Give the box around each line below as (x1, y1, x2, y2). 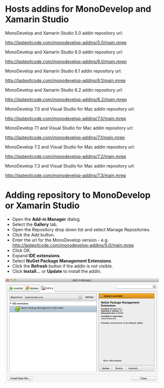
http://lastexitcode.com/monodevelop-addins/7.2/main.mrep (5, 153, 126, 159)
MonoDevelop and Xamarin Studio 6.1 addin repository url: (5, 68, 122, 74)
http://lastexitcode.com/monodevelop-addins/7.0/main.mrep (5, 115, 126, 121)
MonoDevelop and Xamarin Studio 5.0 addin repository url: (5, 30, 123, 36)
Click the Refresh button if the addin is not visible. (12, 263, 113, 269)
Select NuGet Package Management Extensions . (12, 258, 112, 264)
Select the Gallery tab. (12, 221, 58, 227)
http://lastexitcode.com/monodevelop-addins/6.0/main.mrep (5, 58, 127, 64)
